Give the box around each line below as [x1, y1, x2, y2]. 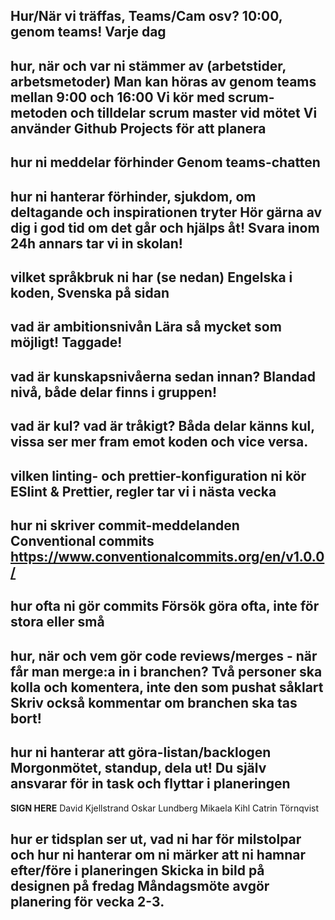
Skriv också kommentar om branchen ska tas [10, 694, 298, 711]
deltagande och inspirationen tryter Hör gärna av [10, 204, 323, 221]
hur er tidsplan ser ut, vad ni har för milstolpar [10, 830, 302, 848]
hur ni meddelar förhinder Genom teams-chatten [10, 154, 321, 171]
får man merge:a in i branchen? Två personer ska [10, 663, 323, 680]
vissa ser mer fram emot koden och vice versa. [10, 434, 309, 451]
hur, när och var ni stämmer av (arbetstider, [10, 57, 287, 74]
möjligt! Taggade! [10, 334, 123, 351]
